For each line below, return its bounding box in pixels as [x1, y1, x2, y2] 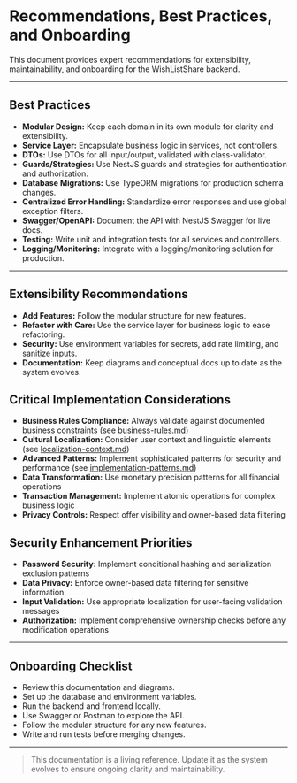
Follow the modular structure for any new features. [21, 719, 207, 730]
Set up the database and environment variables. [21, 692, 197, 702]
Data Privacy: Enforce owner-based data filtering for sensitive [21, 578, 249, 588]
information [21, 587, 65, 598]
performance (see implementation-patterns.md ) [21, 463, 197, 473]
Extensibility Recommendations [9, 287, 188, 302]
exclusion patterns [21, 568, 90, 579]
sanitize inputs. [21, 348, 78, 358]
